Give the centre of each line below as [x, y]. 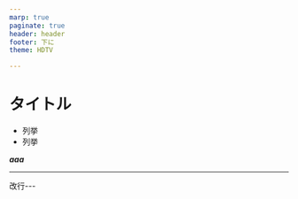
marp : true [29, 17]
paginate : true [37, 26]
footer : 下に [32, 42]
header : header [37, 34]
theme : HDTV [31, 50]
